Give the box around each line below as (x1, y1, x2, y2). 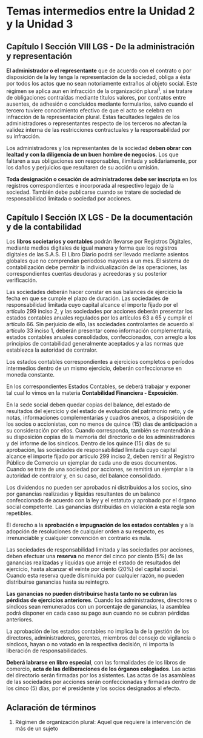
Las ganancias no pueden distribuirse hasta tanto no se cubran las (6, 590, 177, 598)
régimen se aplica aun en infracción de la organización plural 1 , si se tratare (6, 86, 193, 95)
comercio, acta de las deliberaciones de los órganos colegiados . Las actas (6, 665, 196, 672)
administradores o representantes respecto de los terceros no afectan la (6, 120, 187, 127)
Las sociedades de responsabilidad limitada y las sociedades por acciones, (6, 546, 195, 553)
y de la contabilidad (6, 222, 82, 232)
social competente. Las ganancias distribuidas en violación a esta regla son (6, 503, 195, 511)
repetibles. (6, 510, 33, 517)
